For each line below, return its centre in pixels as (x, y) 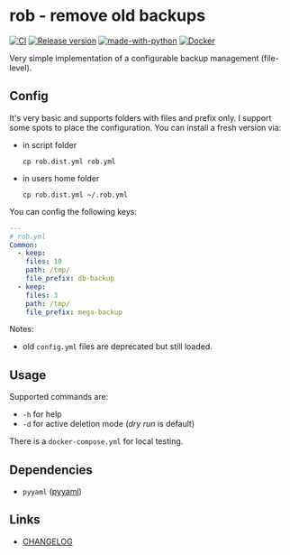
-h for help (42, 414)
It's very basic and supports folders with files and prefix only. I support (140, 117)
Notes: (22, 329)
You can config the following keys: (73, 211)
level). (21, 68)
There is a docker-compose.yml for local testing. (96, 441)
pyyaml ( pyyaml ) (52, 491)
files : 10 (44, 262)
